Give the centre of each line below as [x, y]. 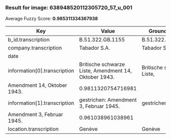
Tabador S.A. [95, 48]
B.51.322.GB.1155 [102, 40]
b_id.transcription [29, 40]
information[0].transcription [41, 71]
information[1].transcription [41, 103]
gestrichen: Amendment [108, 100]
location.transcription [33, 129]
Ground [158, 31]
